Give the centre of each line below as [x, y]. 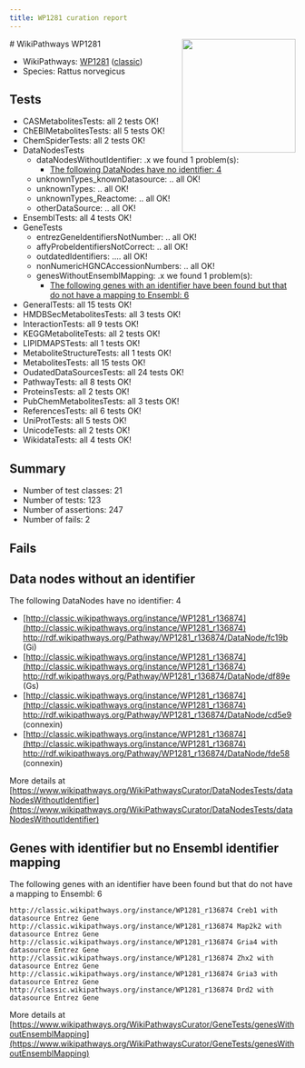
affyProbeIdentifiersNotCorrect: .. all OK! [112, 247]
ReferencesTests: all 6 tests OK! [82, 411]
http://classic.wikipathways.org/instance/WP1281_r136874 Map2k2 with [146, 927]
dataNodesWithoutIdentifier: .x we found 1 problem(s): [137, 160]
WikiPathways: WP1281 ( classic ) [83, 61]
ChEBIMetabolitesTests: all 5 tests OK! [93, 131]
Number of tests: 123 [62, 500]
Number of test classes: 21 [72, 491]
